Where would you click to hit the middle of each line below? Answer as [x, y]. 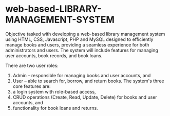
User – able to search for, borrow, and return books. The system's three [88, 81]
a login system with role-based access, [54, 91]
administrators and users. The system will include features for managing [82, 50]
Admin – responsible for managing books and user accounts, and [82, 75]
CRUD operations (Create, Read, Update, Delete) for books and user [85, 97]
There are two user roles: [32, 65]
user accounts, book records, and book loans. [54, 55]
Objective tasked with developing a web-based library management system [85, 34]
